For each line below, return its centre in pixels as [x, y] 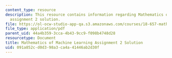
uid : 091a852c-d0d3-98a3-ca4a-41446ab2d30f [52, 47]
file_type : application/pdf [35, 29]
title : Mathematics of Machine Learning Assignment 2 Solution [74, 43]
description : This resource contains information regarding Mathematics [84, 15]
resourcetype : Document [31, 38]
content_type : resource [31, 10]
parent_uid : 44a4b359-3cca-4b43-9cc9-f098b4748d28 [60, 33]
